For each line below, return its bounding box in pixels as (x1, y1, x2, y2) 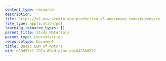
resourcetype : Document (5, 39, 54, 44)
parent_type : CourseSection (5, 35, 63, 40)
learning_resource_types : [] (5, 26, 65, 30)
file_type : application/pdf (5, 21, 63, 26)
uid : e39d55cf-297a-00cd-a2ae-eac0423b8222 (5, 48, 96, 53)
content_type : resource (5, 7, 54, 12)
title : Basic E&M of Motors (5, 44, 63, 49)
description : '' (5, 12, 39, 17)
